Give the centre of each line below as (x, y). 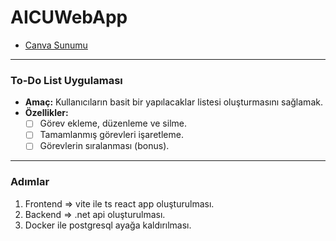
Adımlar (30, 182)
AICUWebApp (69, 17)
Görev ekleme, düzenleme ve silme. (113, 123)
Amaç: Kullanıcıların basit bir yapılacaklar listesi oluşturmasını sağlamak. (173, 102)
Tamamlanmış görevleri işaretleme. (111, 135)
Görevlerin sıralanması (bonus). (104, 146)
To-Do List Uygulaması (66, 80)
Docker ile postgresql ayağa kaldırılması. (108, 225)
